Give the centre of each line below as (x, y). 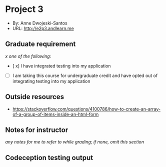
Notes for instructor (37, 130)
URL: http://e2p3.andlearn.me (43, 28)
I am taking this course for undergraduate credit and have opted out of (85, 75)
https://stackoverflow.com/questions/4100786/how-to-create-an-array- (86, 109)
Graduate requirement (40, 44)
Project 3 (24, 9)
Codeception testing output (49, 158)
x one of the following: (28, 56)
